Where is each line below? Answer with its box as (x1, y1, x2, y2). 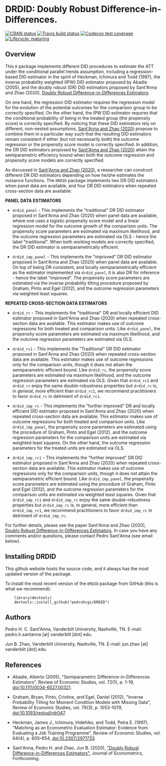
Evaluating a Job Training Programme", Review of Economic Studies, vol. (12, 730, 161, 736)
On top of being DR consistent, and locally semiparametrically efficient (12, 264, 157, 270)
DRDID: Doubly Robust (5, 3, 99, 15)
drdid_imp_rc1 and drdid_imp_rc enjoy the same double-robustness (12, 497, 151, 503)
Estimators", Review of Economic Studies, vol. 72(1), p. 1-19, (12, 679, 135, 685)
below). (5, 538, 21, 544)
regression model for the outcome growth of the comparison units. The (12, 223, 158, 229)
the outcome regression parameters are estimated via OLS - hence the (12, 233, 157, 239)
